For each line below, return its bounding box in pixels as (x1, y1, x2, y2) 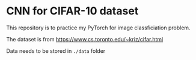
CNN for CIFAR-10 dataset (6, 4, 139, 18)
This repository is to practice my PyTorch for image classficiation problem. (6, 24, 191, 31)
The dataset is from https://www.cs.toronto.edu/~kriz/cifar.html (6, 35, 164, 43)
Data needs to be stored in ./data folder (6, 47, 106, 55)
